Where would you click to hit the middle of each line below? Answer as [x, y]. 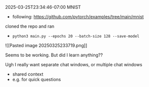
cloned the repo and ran [30, 26]
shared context [28, 74]
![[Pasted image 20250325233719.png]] [46, 45]
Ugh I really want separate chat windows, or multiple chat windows [74, 65]
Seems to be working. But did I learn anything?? [54, 55]
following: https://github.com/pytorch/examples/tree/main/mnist [78, 17]
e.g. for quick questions [37, 79]
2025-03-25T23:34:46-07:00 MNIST [43, 7]
